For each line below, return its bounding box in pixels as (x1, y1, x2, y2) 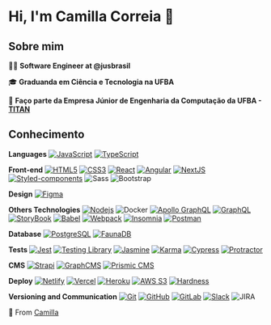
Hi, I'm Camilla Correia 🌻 (8, 7, 175, 26)
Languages (8, 149, 47, 158)
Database (8, 229, 42, 238)
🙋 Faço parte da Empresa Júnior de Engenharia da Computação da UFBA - (8, 96, 262, 105)
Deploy (8, 276, 33, 285)
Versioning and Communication (8, 291, 117, 302)
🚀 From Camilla (8, 307, 59, 317)
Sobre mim (8, 40, 65, 53)
